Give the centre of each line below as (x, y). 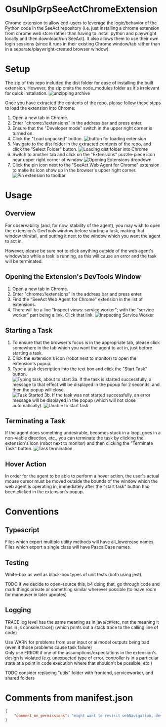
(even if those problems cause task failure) (49, 647)
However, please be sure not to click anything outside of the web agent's (80, 251)
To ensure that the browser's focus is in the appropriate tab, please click (86, 342)
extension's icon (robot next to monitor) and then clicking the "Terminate (79, 443)
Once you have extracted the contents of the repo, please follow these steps (83, 103)
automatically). (27, 405)
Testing (17, 563)
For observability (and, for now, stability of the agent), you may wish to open (83, 225)
